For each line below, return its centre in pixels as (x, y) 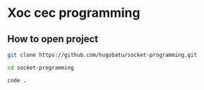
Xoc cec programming (74, 13)
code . (17, 80)
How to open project (53, 39)
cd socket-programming (41, 67)
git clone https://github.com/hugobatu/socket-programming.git (102, 55)
